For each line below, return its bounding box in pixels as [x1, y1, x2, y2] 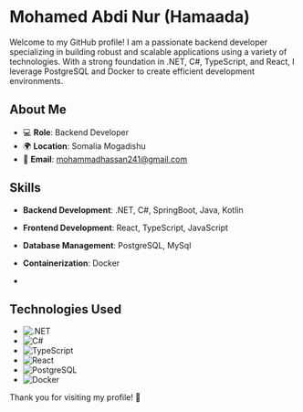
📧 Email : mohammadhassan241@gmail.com [22, 153, 188, 164]
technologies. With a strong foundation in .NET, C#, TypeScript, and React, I [9, 56, 295, 67]
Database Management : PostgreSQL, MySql [22, 239, 192, 250]
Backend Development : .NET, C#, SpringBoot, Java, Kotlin [22, 204, 244, 216]
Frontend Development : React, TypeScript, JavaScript [22, 222, 228, 233]
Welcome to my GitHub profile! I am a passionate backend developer [9, 37, 267, 48]
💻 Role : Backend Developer [22, 126, 130, 138]
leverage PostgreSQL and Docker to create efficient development [9, 66, 256, 77]
